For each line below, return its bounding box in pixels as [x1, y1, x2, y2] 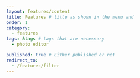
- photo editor [11, 42, 49, 48]
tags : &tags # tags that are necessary [6, 36, 105, 42]
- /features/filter [11, 63, 60, 69]
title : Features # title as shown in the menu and [6, 14, 134, 20]
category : [6, 25, 31, 31]
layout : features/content [6, 8, 70, 15]
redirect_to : [6, 57, 39, 63]
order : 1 [6, 19, 28, 25]
